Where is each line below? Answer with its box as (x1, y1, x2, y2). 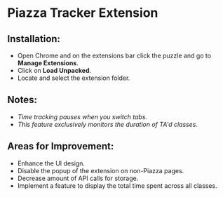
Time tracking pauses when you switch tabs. (17, 112, 148, 121)
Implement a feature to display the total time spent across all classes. (17, 181, 217, 190)
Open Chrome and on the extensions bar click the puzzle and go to (17, 51, 212, 60)
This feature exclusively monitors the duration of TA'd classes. (17, 120, 198, 128)
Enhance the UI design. (17, 159, 86, 168)
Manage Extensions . (17, 59, 79, 67)
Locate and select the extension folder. (17, 74, 130, 82)
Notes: (7, 94, 37, 106)
